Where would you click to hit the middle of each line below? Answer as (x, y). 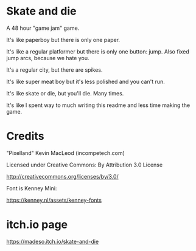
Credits (25, 136)
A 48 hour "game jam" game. (43, 28)
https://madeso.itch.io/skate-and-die (53, 241)
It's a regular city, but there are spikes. (54, 70)
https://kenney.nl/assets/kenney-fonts (54, 200)
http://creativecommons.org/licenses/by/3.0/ (62, 176)
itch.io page (37, 225)
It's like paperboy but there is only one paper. (63, 40)
